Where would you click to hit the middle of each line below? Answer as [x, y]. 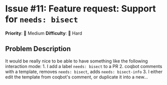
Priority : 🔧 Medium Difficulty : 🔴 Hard [44, 33]
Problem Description [38, 49]
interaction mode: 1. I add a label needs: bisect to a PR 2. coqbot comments [84, 66]
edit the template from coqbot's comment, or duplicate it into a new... [76, 77]
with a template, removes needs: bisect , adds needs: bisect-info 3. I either [84, 71]
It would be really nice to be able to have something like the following [76, 61]
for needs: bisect [42, 19]
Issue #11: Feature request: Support [81, 9]
